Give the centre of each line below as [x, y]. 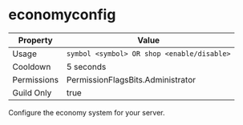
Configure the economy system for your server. [87, 112]
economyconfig [62, 15]
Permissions [35, 79]
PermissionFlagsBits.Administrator [131, 79]
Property [36, 40]
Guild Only [32, 92]
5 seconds [86, 67]
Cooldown [32, 67]
